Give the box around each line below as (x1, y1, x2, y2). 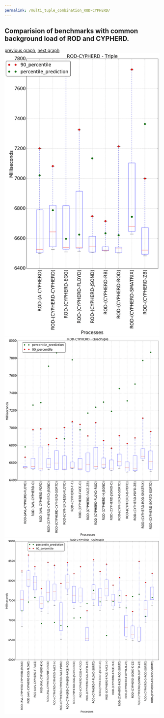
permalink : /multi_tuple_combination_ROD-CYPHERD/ (4, 8, 110, 13)
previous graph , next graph (4, 47, 60, 54)
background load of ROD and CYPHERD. (4, 34, 130, 43)
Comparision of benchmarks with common (4, 27, 138, 35)
